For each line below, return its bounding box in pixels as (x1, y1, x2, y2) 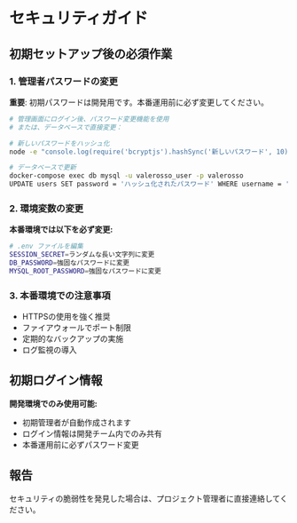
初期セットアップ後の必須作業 (9, 46, 173, 61)
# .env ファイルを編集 (9, 242, 84, 251)
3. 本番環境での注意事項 (9, 289, 111, 302)
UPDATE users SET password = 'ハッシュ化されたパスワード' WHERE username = (9, 179, 282, 189)
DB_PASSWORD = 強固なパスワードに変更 (9, 258, 130, 267)
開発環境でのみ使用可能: (9, 398, 98, 408)
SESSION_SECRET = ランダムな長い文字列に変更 (9, 250, 155, 259)
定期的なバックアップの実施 (21, 334, 124, 345)
